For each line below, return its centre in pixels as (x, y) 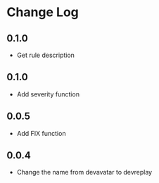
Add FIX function (41, 133)
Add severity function (48, 94)
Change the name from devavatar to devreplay (84, 172)
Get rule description (46, 55)
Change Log (43, 12)
